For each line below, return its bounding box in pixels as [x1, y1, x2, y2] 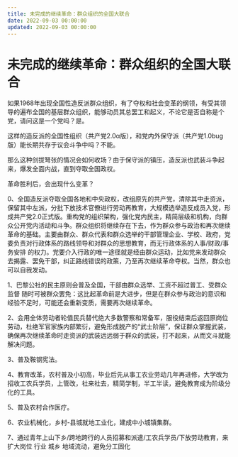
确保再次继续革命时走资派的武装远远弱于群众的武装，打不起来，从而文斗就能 [7, 331, 231, 340]
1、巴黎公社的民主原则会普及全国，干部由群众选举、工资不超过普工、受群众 [7, 281, 227, 290]
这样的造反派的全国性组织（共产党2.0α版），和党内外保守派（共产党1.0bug [7, 132, 223, 141]
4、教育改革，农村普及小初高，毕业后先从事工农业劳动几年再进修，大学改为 [7, 370, 229, 379]
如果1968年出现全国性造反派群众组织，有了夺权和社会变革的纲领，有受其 [7, 99, 220, 107]
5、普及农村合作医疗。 [7, 403, 74, 412]
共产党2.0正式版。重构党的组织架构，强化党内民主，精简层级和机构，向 [13, 212, 222, 221]
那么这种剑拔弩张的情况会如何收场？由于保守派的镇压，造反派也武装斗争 [7, 155, 218, 164]
